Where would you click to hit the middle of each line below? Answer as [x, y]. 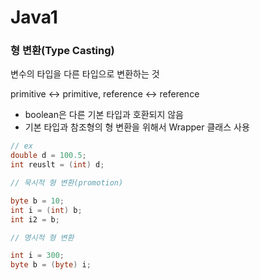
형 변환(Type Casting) [62, 51]
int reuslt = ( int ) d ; [57, 165]
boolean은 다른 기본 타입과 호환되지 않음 [104, 115]
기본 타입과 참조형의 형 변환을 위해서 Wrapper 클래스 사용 [137, 127]
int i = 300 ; [37, 256]
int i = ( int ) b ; [46, 210]
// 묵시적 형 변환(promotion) [67, 183]
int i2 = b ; [35, 219]
